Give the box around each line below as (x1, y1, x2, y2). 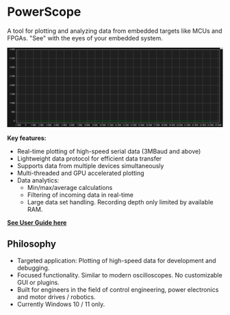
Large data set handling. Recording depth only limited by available (27, 197, 214, 206)
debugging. (16, 264, 50, 272)
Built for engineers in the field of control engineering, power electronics (16, 285, 219, 294)
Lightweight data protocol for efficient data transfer (16, 154, 162, 163)
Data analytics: (16, 176, 60, 184)
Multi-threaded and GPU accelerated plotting (16, 169, 144, 177)
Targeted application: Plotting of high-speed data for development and (16, 256, 217, 264)
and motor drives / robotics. (16, 292, 96, 301)
